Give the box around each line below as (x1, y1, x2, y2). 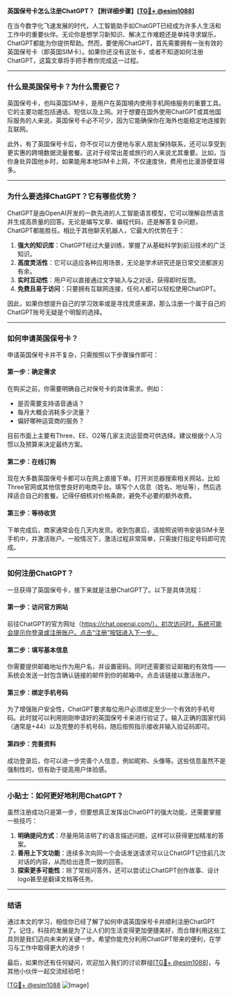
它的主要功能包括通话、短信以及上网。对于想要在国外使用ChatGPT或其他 (7, 108, 216, 116)
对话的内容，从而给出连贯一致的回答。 (17, 857, 127, 865)
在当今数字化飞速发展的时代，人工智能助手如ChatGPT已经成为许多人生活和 (7, 22, 222, 30)
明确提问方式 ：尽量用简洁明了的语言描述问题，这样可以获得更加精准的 (17, 831, 218, 840)
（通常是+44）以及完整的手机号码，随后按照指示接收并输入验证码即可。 (7, 723, 214, 731)
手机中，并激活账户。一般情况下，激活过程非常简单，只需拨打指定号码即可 (7, 534, 220, 543)
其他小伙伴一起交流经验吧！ (7, 967, 87, 976)
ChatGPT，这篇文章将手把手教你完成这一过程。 (7, 56, 143, 65)
